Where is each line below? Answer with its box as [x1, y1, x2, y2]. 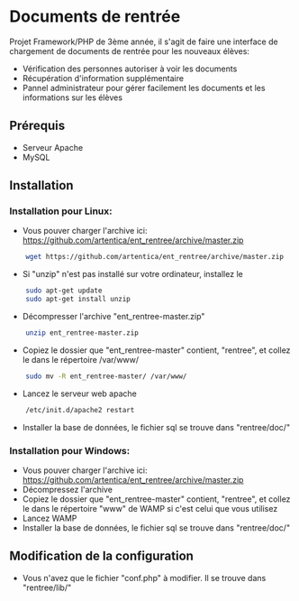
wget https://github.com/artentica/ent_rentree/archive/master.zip [25, 253, 284, 262]
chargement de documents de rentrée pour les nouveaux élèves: [9, 45, 250, 56]
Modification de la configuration [9, 549, 194, 564]
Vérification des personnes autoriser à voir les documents [22, 63, 238, 74]
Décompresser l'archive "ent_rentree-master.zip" [22, 311, 205, 322]
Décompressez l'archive [22, 484, 113, 495]
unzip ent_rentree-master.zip [25, 328, 140, 337]
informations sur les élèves [22, 92, 123, 103]
